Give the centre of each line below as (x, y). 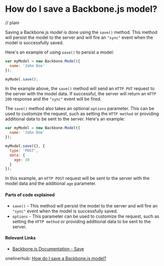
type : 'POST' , (24, 150)
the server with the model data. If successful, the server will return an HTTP (81, 94)
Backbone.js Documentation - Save (48, 249)
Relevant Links (20, 238)
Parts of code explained (30, 195)
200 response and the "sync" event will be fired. (53, 99)
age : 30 (22, 160)
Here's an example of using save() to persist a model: (60, 52)
